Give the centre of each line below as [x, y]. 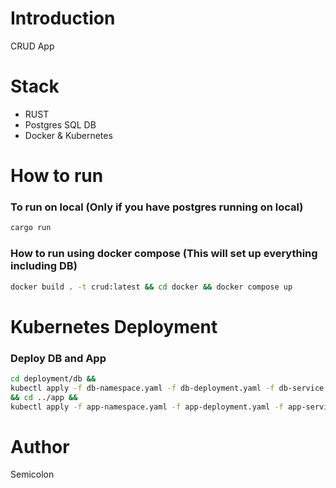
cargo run [31, 228]
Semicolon [32, 474]
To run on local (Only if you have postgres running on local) [157, 207]
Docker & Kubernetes [68, 135]
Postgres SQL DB [60, 124]
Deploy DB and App [58, 358]
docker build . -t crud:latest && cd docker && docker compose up [151, 287]
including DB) [44, 266]
